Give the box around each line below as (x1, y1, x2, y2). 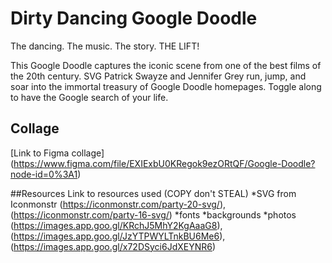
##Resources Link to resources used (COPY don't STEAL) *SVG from (10, 187, 297, 199)
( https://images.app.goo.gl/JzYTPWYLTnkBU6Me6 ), (10, 230, 226, 242)
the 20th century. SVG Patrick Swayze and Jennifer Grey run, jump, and (10, 70, 307, 82)
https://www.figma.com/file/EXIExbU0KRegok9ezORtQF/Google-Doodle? (13, 157, 316, 169)
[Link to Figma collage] (10, 147, 105, 159)
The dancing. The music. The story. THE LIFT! (10, 40, 200, 52)
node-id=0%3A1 (10, 168, 78, 180)
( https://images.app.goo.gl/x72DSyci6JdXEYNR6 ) (10, 240, 217, 252)
